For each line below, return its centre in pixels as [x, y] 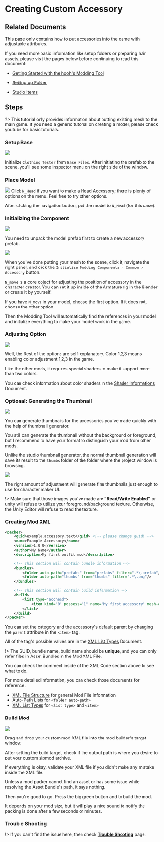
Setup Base [19, 142]
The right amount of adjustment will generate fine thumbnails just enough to [81, 484]
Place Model [20, 180]
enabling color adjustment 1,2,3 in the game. [50, 359]
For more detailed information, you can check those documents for [72, 680]
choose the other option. [30, 307]
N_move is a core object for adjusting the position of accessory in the [73, 282]
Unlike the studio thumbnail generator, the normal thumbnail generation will [81, 455]
